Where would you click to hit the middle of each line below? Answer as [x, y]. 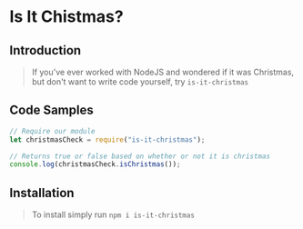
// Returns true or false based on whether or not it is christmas [140, 156]
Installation [42, 193]
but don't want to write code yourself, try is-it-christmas [140, 82]
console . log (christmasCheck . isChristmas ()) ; [95, 164]
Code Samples [51, 110]
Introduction [45, 50]
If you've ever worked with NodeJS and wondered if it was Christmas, [162, 72]
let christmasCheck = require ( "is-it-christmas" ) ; [107, 139]
